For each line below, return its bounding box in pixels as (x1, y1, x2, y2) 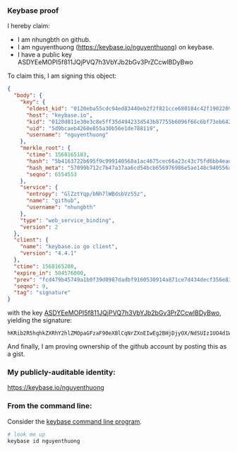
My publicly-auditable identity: (7, 367, 116, 377)
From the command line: (7, 401, 92, 411)
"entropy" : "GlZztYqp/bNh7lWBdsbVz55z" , (25, 190, 147, 198)
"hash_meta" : (25, 164, 65, 171)
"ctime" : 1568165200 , (13, 262, 78, 270)
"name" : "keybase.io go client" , (20, 243, 119, 250)
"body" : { (13, 92, 42, 99)
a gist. (7, 349, 25, 359)
